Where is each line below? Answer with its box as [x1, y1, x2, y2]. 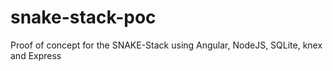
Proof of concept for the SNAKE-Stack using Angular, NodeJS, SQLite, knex [10, 39, 323, 51]
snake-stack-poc [10, 6, 157, 29]
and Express [10, 49, 62, 61]
